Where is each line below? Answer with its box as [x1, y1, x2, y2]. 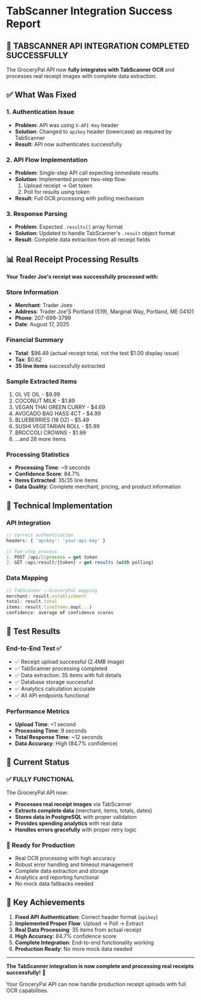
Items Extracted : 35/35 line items [14, 477, 98, 484]
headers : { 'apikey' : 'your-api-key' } [6, 537, 106, 543]
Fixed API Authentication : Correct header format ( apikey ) [14, 913, 159, 920]
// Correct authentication [6, 532, 74, 538]
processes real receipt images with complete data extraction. [6, 73, 157, 79]
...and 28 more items [14, 435, 66, 442]
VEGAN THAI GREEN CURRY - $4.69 [14, 403, 106, 410]
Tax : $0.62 [14, 356, 42, 363]
